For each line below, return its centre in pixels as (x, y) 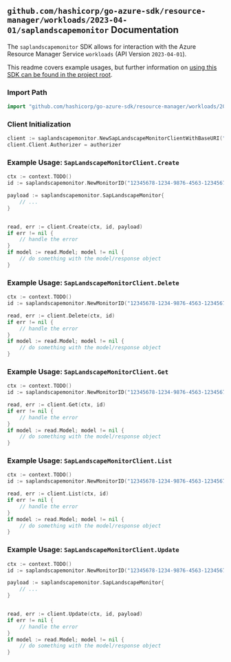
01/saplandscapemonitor (58, 31)
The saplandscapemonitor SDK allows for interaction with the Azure (102, 46)
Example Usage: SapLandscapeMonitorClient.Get (88, 371)
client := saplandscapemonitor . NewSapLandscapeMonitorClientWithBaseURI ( (115, 139)
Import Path (27, 92)
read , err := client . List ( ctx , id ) (58, 494)
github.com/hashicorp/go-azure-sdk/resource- (107, 11)
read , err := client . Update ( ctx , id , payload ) (75, 614)
